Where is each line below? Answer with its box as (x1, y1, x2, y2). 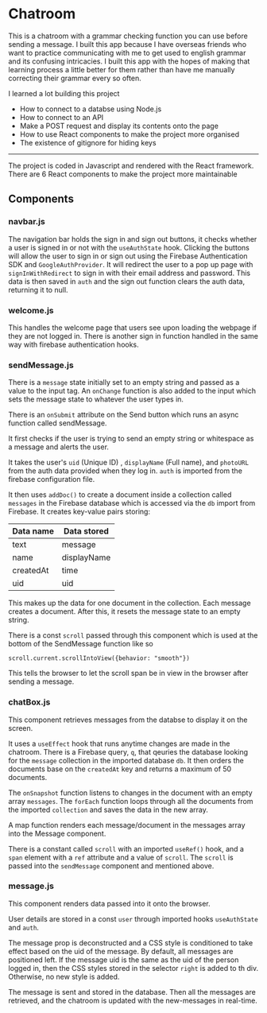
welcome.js (8, 305, 54, 316)
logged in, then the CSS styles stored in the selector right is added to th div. (8, 963, 259, 972)
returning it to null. (8, 285, 69, 294)
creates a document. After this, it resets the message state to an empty (8, 607, 241, 616)
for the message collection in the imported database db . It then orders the (8, 755, 244, 765)
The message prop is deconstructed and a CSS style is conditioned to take (8, 937, 253, 947)
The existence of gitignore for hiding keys (19, 138, 157, 147)
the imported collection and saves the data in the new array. (8, 805, 209, 814)
